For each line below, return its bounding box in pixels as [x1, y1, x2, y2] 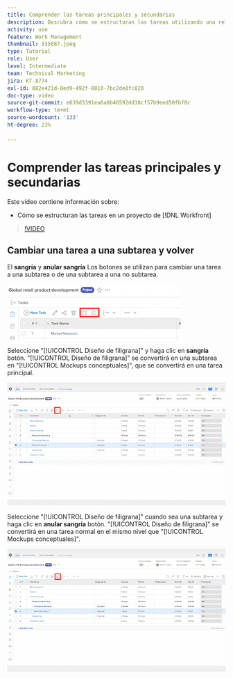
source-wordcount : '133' [7, 114, 79, 121]
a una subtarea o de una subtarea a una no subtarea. [7, 270, 159, 278]
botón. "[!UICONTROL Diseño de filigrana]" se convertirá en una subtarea [7, 354, 217, 362]
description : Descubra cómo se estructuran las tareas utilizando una [7, 18, 216, 26]
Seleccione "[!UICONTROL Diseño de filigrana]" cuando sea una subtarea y [7, 512, 223, 521]
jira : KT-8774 [7, 77, 49, 84]
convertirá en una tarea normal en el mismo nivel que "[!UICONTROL [7, 528, 203, 536]
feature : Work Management [7, 33, 82, 40]
